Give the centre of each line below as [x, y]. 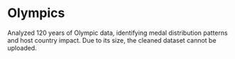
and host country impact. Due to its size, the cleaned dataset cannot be [112, 40]
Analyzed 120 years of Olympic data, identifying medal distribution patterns [118, 33]
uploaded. [22, 48]
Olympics [36, 13]
